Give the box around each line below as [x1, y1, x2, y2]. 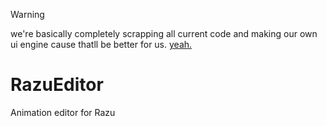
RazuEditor [10, 74, 104, 96]
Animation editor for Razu [10, 106, 116, 118]
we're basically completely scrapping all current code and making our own [10, 28, 318, 39]
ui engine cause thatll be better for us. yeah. [10, 39, 193, 50]
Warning [10, 9, 45, 20]
